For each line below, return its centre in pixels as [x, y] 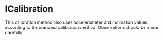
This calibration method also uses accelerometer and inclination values [76, 22]
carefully [14, 32]
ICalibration [29, 9]
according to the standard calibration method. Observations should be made [81, 27]
